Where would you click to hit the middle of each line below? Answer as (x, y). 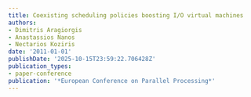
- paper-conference (40, 74)
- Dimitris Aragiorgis (45, 30)
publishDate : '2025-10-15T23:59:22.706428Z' (82, 59)
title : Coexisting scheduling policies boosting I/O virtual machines (126, 15)
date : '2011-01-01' (40, 52)
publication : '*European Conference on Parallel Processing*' (112, 81)
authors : (22, 23)
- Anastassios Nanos (42, 37)
